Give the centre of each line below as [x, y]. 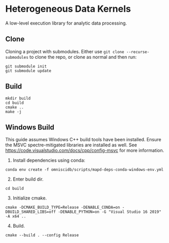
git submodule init [26, 66]
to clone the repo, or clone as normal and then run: [83, 57]
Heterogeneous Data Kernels [68, 9]
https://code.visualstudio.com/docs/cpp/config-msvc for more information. [85, 150]
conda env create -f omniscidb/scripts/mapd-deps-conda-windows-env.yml [84, 170]
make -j [14, 112]
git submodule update [28, 71]
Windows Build [30, 127]
